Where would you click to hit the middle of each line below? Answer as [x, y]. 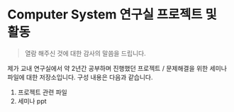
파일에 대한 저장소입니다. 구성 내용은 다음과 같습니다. [80, 77]
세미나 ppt [32, 101]
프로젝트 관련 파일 [42, 92]
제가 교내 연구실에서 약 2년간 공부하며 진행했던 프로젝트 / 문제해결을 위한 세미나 [117, 68]
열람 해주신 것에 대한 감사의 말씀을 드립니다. [85, 53]
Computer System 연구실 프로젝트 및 [112, 15]
